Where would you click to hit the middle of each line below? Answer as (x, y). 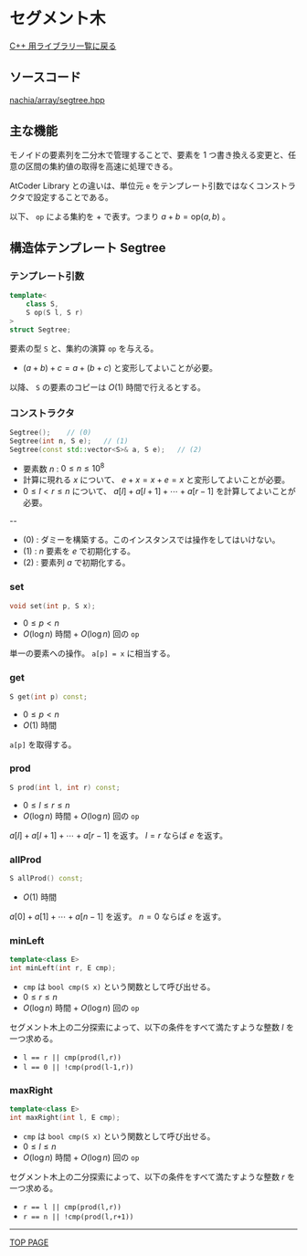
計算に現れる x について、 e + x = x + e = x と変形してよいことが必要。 (156, 480)
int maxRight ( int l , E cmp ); (65, 1118)
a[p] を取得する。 (43, 744)
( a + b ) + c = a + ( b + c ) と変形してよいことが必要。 (120, 367)
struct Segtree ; (40, 330)
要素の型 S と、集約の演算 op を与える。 (84, 348)
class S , (42, 304)
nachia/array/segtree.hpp (57, 100)
